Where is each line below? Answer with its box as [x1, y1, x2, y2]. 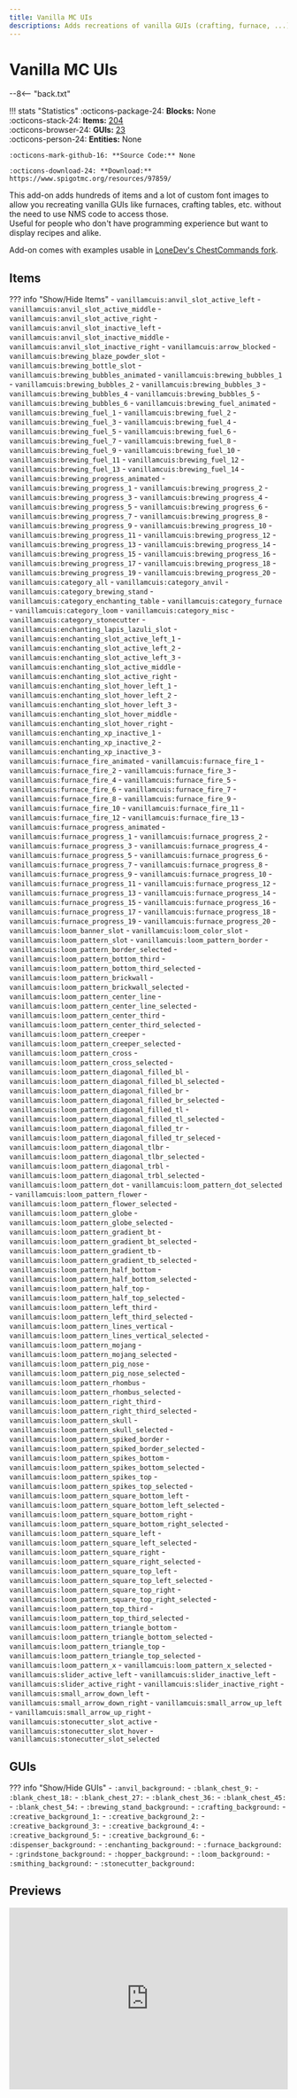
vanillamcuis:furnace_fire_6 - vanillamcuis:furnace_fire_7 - [9, 784, 237, 794]
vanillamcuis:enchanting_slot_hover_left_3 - [9, 699, 178, 710]
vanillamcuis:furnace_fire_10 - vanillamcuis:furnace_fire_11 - [9, 803, 245, 814]
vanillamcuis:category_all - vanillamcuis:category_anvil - [9, 577, 229, 588]
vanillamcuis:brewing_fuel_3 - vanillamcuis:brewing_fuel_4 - [9, 417, 237, 427]
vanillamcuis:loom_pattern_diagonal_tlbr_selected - [9, 1151, 206, 1162]
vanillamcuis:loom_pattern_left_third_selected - [9, 1311, 194, 1322]
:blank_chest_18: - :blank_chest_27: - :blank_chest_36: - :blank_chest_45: [9, 1792, 287, 1803]
